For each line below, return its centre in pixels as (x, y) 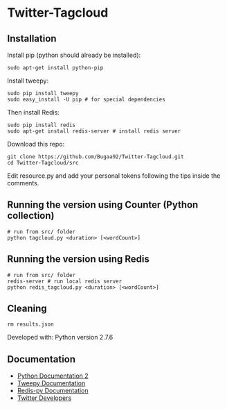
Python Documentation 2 (53, 376)
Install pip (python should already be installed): (74, 55)
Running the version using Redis (79, 259)
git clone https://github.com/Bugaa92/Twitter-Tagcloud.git (96, 157)
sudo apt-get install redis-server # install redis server (94, 131)
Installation (32, 39)
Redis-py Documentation (53, 391)
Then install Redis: (34, 112)
